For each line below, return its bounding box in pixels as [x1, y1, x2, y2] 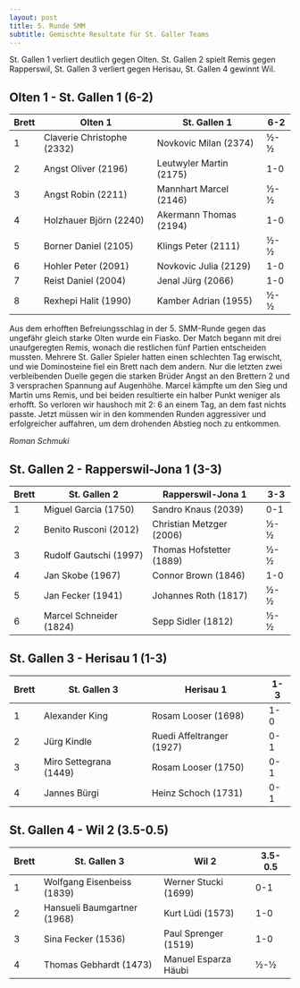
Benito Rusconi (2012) [43, 524, 140, 535]
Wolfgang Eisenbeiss [43, 875, 132, 888]
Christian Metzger [152, 518, 228, 530]
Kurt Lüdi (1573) [163, 907, 235, 919]
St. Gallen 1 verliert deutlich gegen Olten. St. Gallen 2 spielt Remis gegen [9, 55, 277, 65]
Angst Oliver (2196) [43, 163, 129, 175]
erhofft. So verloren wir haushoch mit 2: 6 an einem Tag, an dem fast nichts [9, 399, 287, 410]
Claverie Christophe [43, 132, 128, 144]
